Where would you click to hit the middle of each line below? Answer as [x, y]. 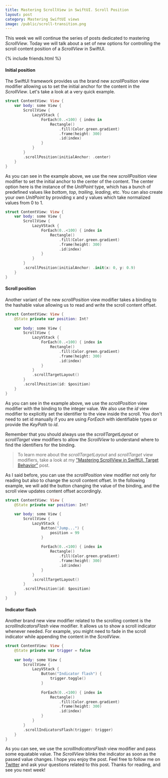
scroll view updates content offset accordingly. [54, 491]
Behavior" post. [34, 465]
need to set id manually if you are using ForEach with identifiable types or [81, 419]
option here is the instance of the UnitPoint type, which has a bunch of [78, 187]
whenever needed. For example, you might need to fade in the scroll [76, 631]
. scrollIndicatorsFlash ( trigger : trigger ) [68, 730]
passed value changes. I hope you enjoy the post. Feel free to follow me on [83, 759]
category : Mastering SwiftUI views [42, 19]
